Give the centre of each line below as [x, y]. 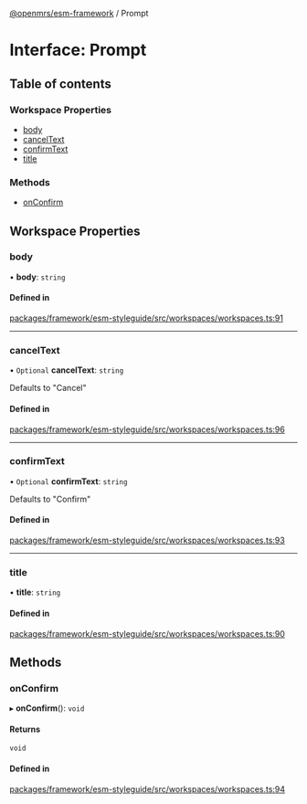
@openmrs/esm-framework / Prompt [79, 13]
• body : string [37, 277]
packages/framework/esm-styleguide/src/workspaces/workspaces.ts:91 [146, 318]
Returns [25, 729]
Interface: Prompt [78, 50]
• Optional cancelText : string [67, 370]
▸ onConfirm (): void [47, 708]
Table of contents [60, 84]
